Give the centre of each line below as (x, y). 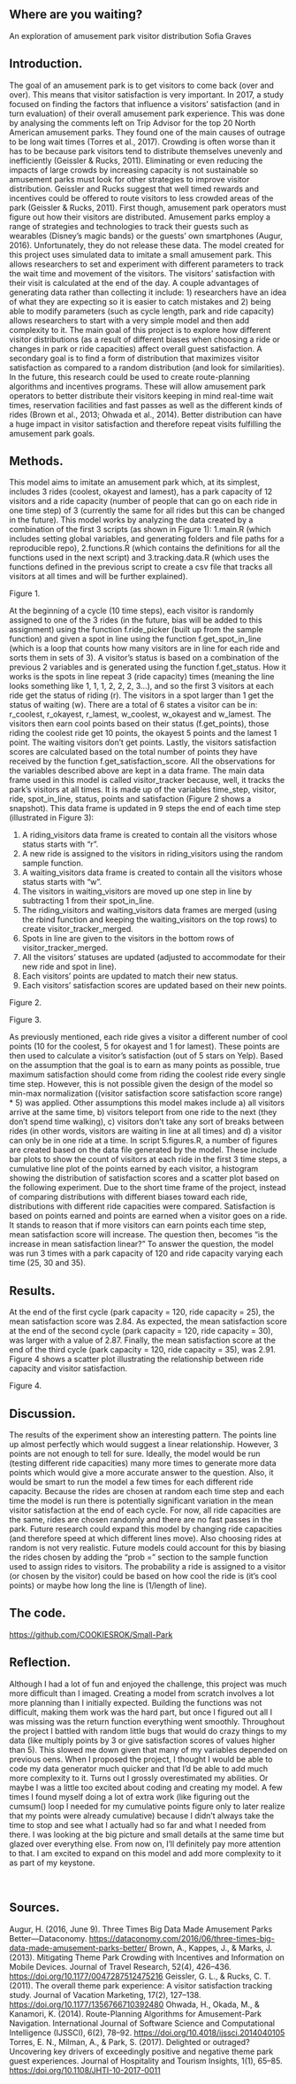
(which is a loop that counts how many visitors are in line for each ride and (144, 648)
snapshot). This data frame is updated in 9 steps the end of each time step (145, 809)
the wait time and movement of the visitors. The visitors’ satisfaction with (142, 273)
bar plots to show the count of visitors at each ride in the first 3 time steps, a (148, 1159)
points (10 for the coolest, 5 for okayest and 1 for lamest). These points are (144, 1046)
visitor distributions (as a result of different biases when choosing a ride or (145, 339)
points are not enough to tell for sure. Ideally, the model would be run (135, 1454)
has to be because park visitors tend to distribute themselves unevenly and (146, 151)
